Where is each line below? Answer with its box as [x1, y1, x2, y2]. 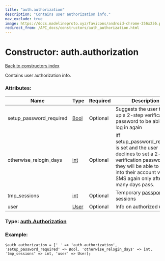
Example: [5, 232, 28, 238]
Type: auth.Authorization [5, 218, 67, 225]
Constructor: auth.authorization [5, 47, 139, 58]
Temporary [115, 189, 141, 196]
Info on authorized [115, 203, 158, 210]
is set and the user [115, 145, 158, 151]
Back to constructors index [5, 63, 60, 69]
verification [115, 157, 142, 164]
